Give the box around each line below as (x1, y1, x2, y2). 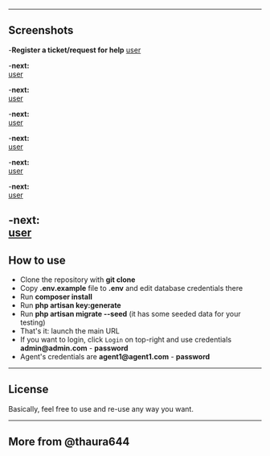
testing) (19, 317, 46, 327)
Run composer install (19, 292, 92, 302)
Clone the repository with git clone (19, 275, 136, 284)
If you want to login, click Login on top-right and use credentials (19, 335, 231, 345)
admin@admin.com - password (19, 343, 129, 353)
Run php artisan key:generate (19, 301, 122, 310)
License (8, 383, 49, 396)
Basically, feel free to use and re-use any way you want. (8, 404, 194, 413)
